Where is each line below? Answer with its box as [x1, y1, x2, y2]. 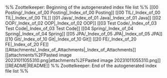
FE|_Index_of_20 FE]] [5, 41, 49, 47]
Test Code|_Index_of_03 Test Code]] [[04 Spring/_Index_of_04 [5, 25, 133, 31]
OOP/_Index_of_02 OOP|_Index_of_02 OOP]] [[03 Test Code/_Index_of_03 [5, 20, 157, 26]
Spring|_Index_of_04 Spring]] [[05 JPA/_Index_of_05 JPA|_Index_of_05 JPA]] [5, 31, 162, 36]
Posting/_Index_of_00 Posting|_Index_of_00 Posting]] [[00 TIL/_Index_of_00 [5, 9, 161, 15]
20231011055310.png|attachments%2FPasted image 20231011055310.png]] [5, 57, 161, 63]
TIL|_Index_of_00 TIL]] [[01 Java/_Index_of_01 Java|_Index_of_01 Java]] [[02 [5, 15, 161, 20]
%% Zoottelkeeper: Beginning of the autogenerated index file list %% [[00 [5, 4, 158, 10]
